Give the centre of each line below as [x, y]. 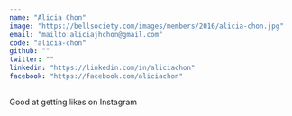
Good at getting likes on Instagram [73, 102]
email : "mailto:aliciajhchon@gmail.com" [87, 34]
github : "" [30, 51]
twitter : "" [32, 59]
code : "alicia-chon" [48, 43]
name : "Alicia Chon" [48, 18]
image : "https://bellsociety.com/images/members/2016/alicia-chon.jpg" [146, 26]
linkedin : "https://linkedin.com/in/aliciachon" [102, 68]
